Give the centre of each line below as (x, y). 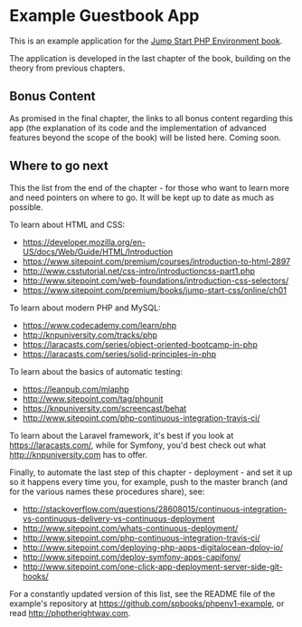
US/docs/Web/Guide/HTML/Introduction (98, 252)
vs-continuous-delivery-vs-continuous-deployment (118, 518)
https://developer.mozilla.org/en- (84, 242)
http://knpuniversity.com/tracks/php (90, 335)
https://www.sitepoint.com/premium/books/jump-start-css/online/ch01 (155, 290)
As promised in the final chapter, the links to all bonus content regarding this (151, 118)
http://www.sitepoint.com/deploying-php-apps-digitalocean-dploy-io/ (153, 547)
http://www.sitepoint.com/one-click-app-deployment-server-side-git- (152, 566)
